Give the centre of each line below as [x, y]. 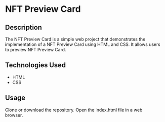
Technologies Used [35, 65]
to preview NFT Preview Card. [36, 50]
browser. [14, 115]
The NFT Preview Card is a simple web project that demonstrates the [75, 39]
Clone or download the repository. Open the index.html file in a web [74, 110]
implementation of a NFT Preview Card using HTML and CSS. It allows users [83, 44]
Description [23, 27]
